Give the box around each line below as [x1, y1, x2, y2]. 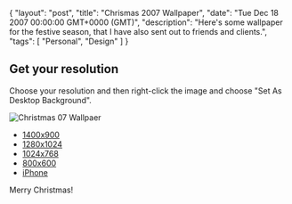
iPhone [21, 167, 49, 177]
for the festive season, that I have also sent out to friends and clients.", [9, 27, 268, 37]
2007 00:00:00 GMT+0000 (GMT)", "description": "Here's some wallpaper [9, 17, 283, 28]
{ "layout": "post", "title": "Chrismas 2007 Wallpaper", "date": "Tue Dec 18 [9, 8, 279, 18]
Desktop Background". [9, 94, 92, 105]
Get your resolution [9, 61, 118, 77]
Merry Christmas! [9, 184, 74, 195]
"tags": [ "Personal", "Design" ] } [9, 36, 129, 46]
